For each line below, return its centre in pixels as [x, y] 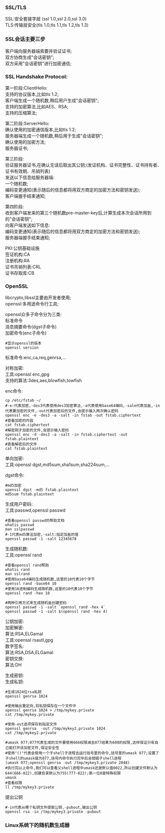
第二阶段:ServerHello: [27, 123]
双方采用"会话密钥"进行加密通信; [39, 63]
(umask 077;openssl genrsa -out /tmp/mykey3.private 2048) [68, 763]
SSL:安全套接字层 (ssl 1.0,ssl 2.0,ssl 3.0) [46, 19]
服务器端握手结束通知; [28, 237]
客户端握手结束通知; [26, 196]
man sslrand [17, 574]
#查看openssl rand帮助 [27, 565]
